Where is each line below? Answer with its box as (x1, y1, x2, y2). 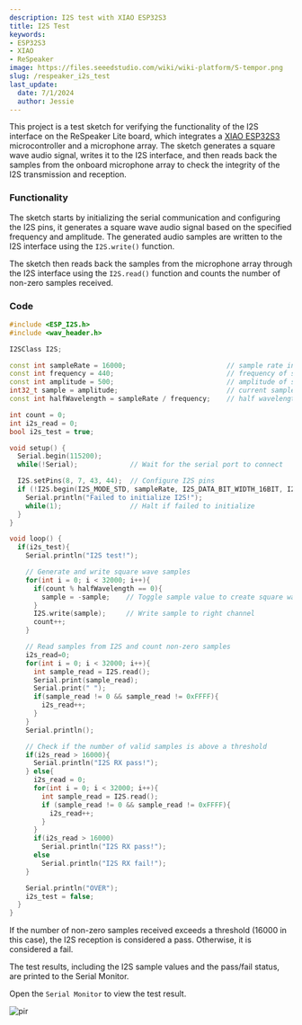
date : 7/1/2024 (17, 88, 75, 97)
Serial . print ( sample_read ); (32, 675, 139, 684)
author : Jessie (17, 96, 75, 106)
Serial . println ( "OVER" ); (25, 883, 119, 893)
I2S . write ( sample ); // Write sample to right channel (32, 609, 255, 619)
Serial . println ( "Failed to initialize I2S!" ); (25, 493, 203, 502)
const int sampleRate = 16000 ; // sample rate (9, 361, 283, 370)
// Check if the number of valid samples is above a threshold (25, 742, 268, 751)
